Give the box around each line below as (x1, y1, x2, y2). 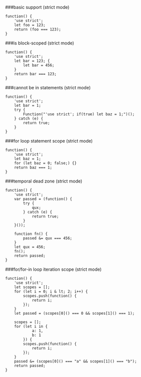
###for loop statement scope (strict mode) (5, 138, 93, 144)
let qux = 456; (14, 244, 46, 249)
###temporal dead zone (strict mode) (5, 178, 83, 184)
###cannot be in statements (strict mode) (5, 85, 91, 90)
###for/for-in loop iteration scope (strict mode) (5, 266, 102, 272)
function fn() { (14, 231, 48, 236)
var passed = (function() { (14, 196, 72, 201)
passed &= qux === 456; (23, 236, 72, 241)
